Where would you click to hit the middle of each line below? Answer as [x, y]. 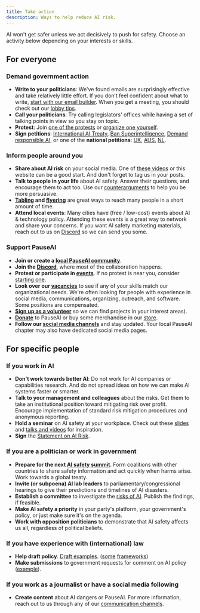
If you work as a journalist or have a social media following [93, 584]
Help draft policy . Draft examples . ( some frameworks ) [81, 556]
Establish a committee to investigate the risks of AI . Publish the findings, [104, 496]
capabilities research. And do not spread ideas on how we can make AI [102, 385]
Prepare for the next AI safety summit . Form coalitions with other [96, 464]
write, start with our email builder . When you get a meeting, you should [102, 102]
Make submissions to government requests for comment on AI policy [101, 563]
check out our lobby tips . [45, 109]
